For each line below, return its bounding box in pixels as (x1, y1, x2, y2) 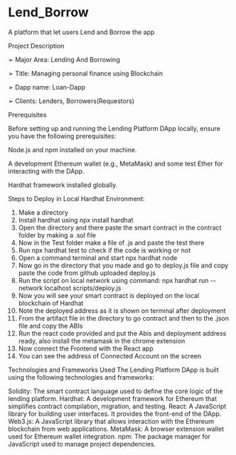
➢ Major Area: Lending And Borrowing (8, 55, 120, 64)
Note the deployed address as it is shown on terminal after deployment (18, 306, 226, 315)
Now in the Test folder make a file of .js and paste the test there (18, 238, 205, 247)
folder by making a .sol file (18, 230, 97, 239)
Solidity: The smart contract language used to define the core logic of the (8, 387, 223, 395)
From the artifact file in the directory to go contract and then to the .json (18, 314, 230, 322)
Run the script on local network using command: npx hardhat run (18, 276, 209, 284)
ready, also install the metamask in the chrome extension (18, 336, 186, 345)
